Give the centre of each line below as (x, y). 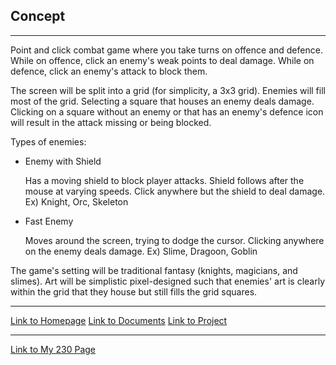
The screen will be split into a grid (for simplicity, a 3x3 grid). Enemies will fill (168, 90)
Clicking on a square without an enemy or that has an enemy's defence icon (167, 111)
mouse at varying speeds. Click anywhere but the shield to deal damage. (175, 191)
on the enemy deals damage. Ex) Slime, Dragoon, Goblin (141, 251)
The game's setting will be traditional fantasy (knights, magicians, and (154, 270)
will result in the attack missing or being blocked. (111, 122)
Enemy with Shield (63, 161)
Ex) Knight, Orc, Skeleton (76, 201)
